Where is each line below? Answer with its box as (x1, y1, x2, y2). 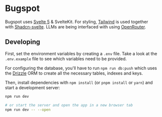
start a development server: (5, 85, 60, 91)
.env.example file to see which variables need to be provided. (5, 56, 127, 62)
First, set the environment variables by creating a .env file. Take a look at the (5, 51, 157, 56)
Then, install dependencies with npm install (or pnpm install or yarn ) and (5, 79, 153, 85)
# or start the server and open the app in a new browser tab (5, 103, 133, 107)
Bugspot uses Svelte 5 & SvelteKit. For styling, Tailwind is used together (5, 19, 148, 25)
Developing (5, 38, 40, 46)
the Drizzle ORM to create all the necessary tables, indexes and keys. (5, 70, 143, 76)
